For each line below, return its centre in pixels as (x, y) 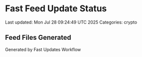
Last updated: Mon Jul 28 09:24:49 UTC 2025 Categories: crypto (71, 22)
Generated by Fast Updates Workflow (43, 49)
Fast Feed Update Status (56, 9)
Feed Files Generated (38, 38)
